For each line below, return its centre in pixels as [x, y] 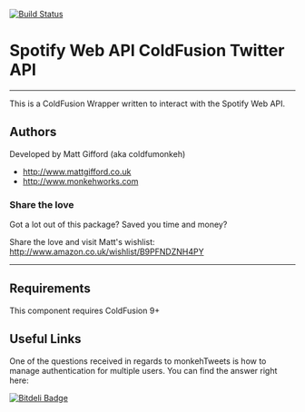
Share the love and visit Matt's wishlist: [83, 242]
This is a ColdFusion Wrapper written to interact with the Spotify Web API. [148, 103]
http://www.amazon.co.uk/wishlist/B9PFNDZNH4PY [107, 252]
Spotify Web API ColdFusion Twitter [147, 51]
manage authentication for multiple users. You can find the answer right [143, 370]
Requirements [50, 289]
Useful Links [45, 339]
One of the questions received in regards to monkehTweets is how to [138, 361]
